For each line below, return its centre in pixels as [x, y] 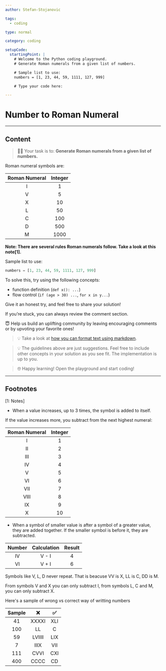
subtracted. [24, 535]
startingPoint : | [27, 55]
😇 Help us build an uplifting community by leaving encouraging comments [81, 323]
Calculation [46, 548]
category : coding [23, 41]
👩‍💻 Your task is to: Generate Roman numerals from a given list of [84, 151]
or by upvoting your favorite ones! [40, 328]
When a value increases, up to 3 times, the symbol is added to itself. [82, 410]
